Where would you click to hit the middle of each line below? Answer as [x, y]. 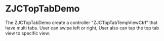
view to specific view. [28, 33]
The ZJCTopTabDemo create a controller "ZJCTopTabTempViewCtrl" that [81, 22]
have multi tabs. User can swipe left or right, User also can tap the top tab [82, 27]
